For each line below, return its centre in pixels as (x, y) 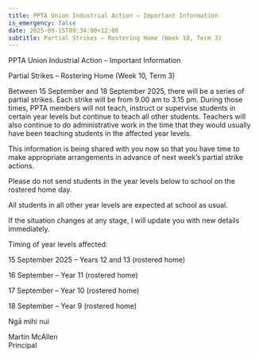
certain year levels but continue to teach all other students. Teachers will (127, 117)
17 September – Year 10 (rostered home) (74, 290)
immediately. (29, 229)
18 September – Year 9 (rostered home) (73, 306)
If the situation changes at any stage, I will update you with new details (124, 220)
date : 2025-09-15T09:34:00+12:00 (64, 30)
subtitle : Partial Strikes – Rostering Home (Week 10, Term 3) (115, 38)
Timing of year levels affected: (58, 244)
